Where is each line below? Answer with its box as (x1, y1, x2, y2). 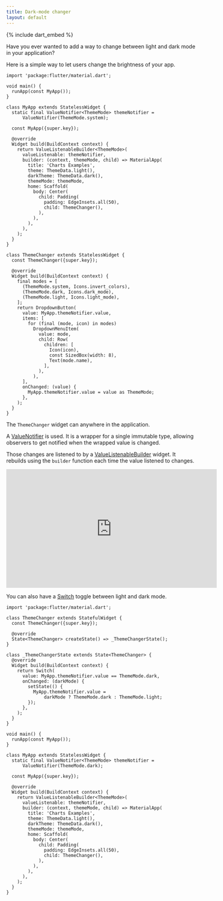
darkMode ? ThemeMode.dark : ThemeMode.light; (44, 694, 163, 700)
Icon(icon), (49, 347, 79, 353)
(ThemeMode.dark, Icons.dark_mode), (22, 289, 114, 295)
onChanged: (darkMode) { (22, 678, 85, 684)
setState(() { (28, 683, 63, 689)
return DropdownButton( (17, 305, 77, 311)
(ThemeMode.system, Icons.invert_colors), (22, 283, 130, 289)
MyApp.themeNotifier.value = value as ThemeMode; (28, 389, 154, 395)
